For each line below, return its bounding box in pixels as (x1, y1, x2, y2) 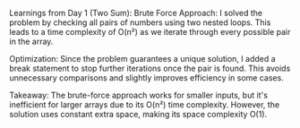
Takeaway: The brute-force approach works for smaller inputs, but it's (9, 90, 269, 100)
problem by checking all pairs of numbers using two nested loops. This (9, 17, 271, 28)
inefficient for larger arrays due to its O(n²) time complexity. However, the (9, 99, 280, 110)
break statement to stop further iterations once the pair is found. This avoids (9, 63, 291, 73)
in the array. (9, 36, 54, 47)
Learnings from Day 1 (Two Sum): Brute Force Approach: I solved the (9, 8, 263, 18)
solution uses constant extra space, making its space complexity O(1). (9, 109, 268, 119)
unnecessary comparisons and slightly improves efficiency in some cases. (9, 73, 284, 83)
